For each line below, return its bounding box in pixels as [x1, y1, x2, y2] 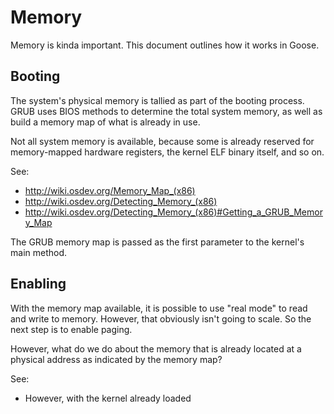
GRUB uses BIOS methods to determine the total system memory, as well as [10, 105, 323, 117]
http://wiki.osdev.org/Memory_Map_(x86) [24, 184, 196, 196]
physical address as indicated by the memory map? [10, 353, 223, 365]
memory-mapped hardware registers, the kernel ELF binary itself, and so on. [10, 146, 325, 158]
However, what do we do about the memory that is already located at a [10, 342, 302, 355]
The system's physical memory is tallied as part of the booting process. [10, 94, 305, 106]
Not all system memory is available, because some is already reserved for [10, 135, 315, 147]
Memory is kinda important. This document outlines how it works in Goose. [10, 39, 320, 51]
